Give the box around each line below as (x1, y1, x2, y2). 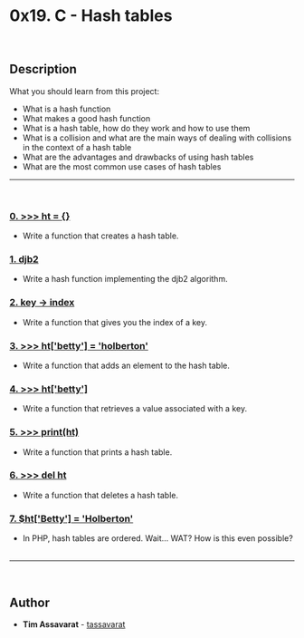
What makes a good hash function (22, 112, 151, 123)
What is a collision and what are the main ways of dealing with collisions (22, 132, 292, 143)
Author (9, 594, 50, 610)
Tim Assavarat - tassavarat (22, 618, 126, 630)
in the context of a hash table (22, 141, 132, 152)
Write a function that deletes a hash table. (22, 489, 179, 500)
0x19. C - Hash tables (9, 5, 173, 26)
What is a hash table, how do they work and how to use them (22, 122, 251, 133)
